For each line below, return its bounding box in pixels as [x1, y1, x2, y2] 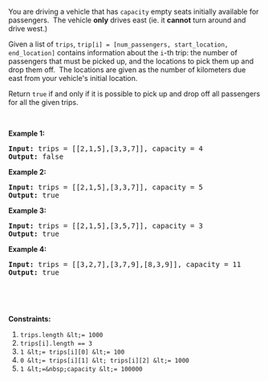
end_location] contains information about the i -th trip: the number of [8, 48, 238, 57]
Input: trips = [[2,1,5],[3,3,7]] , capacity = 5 [8, 183, 203, 192]
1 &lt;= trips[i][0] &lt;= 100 [19, 348, 125, 356]
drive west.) [8, 24, 48, 33]
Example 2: [8, 168, 47, 176]
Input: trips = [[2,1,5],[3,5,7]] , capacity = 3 [8, 221, 203, 230]
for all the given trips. [8, 98, 79, 107]
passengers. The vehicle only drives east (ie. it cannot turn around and [8, 15, 246, 25]
